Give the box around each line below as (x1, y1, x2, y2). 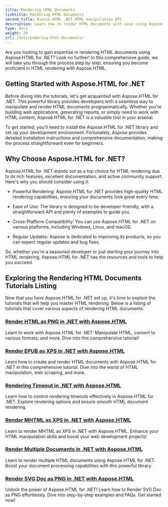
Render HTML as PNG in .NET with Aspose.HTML (5, 318, 127, 325)
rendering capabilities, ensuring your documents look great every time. (12, 194, 159, 200)
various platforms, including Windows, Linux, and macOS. (12, 224, 132, 230)
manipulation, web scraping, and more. (5, 369, 86, 375)
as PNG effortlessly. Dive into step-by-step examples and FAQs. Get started (5, 492, 161, 498)
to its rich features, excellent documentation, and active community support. (5, 173, 163, 179)
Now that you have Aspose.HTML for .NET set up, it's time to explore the (5, 295, 155, 301)
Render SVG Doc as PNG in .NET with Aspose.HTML (5, 475, 134, 482)
